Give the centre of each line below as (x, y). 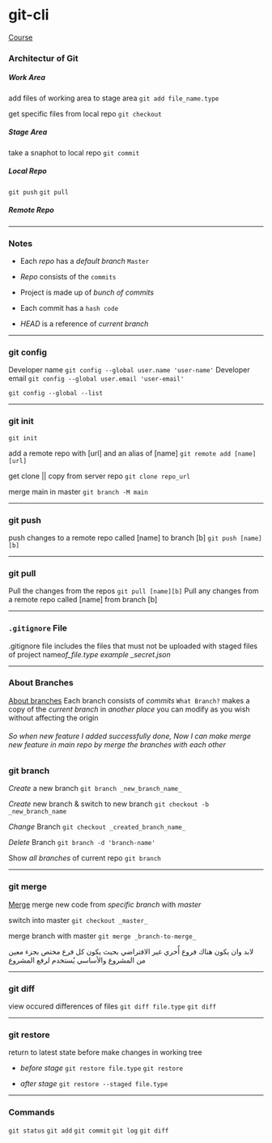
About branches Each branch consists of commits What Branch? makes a (129, 700)
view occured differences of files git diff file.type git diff (113, 1006)
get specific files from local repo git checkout (85, 113)
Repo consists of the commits (68, 277)
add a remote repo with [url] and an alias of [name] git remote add (120, 453)
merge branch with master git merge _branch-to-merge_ (102, 936)
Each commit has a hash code (69, 308)
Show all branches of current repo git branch (85, 858)
